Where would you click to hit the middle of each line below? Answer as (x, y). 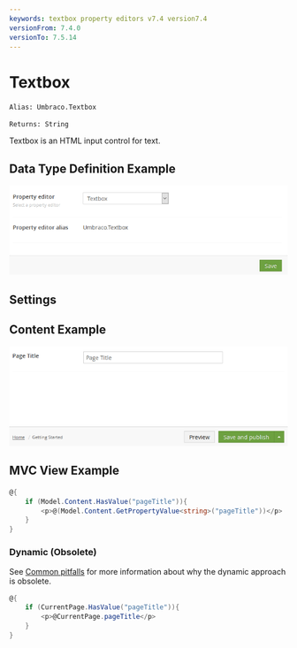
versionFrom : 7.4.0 (45, 28)
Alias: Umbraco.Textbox (53, 107)
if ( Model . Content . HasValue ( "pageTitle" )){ (107, 501)
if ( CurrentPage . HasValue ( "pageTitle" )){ (102, 607)
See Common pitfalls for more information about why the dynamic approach (148, 571)
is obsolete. (30, 581)
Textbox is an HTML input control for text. (85, 141)
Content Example (57, 330)
